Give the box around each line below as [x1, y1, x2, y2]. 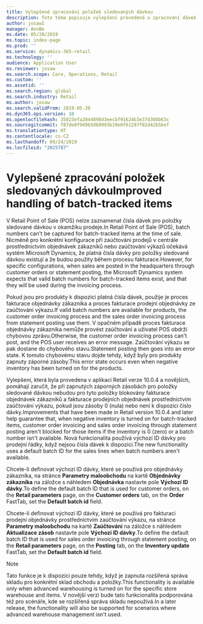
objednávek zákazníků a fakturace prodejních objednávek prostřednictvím [6, 395, 191, 403]
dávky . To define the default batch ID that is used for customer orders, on [6, 485, 189, 492]
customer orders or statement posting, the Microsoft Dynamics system [6, 268, 183, 276]
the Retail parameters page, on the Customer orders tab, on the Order [6, 491, 184, 499]
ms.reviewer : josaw [6, 65, 56, 72]
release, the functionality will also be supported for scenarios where [6, 604, 176, 611]
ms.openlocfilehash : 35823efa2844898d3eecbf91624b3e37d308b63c [6, 116, 170, 122]
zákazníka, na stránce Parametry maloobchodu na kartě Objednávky [6, 472, 181, 479]
